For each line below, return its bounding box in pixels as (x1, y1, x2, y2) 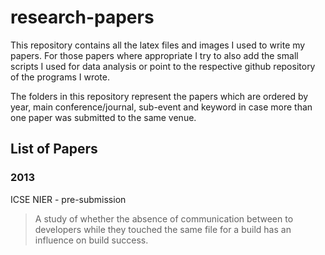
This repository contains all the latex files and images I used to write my (10, 39, 306, 51)
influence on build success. (34, 234, 149, 246)
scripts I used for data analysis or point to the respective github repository (10, 60, 316, 72)
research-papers (10, 6, 155, 29)
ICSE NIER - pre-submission (10, 193, 127, 205)
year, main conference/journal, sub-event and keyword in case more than (10, 101, 313, 113)
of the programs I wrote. (10, 71, 111, 83)
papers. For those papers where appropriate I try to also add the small (10, 49, 299, 61)
